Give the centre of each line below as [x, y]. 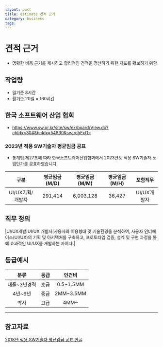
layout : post [18, 9]
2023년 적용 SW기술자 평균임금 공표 [45, 146]
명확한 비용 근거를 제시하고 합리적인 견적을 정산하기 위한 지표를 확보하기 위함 [85, 63]
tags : [10, 23]
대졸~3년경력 [22, 284]
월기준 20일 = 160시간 [33, 99]
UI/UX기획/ [21, 193]
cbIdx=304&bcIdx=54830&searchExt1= [51, 132]
